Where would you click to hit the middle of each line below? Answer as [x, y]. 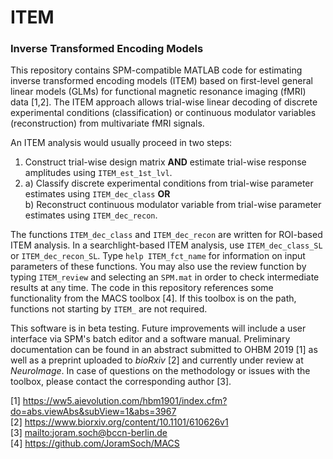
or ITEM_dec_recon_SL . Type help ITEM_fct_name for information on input [158, 256]
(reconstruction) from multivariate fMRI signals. [107, 123]
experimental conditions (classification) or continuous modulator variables [163, 113]
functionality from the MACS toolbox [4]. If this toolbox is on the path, [153, 298]
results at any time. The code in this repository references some [142, 288]
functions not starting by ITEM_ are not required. [109, 309]
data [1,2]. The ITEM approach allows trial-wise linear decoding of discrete [164, 102]
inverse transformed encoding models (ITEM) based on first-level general [161, 81]
